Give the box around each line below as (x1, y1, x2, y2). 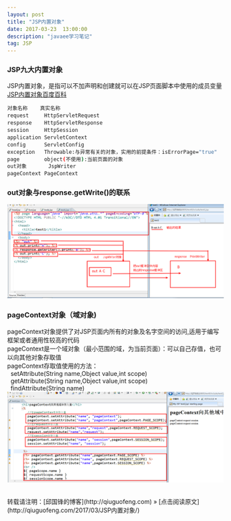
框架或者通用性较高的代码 (7, 335, 80, 344)
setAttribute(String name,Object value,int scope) (10, 369, 148, 377)
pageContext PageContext (7, 170, 78, 177)
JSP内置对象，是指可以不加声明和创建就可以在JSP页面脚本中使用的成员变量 (7, 82, 222, 90)
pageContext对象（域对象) (7, 310, 97, 320)
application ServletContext (7, 134, 88, 141)
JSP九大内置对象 (7, 65, 63, 75)
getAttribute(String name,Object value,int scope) (10, 377, 148, 385)
